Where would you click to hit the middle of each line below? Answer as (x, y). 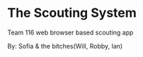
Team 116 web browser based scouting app (70, 32)
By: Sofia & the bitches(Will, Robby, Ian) (65, 46)
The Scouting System (72, 13)
